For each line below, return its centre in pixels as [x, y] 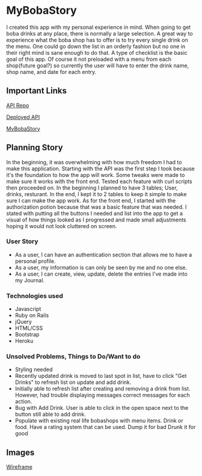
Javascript [28, 309]
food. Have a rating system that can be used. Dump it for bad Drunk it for [105, 427]
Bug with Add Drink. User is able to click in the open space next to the [102, 408]
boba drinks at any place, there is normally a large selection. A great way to [100, 33]
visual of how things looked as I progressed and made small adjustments [96, 220]
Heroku [24, 341]
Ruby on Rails [32, 315]
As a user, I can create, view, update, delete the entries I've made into [101, 274]
